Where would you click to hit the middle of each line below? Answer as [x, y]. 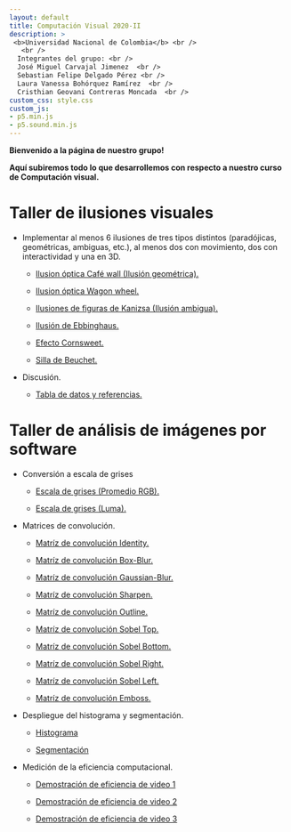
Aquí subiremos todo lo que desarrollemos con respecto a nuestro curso [145, 167]
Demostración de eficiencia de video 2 [106, 801]
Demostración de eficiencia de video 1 [105, 784]
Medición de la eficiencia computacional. [97, 767]
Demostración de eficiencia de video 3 [106, 819]
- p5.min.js [31, 117]
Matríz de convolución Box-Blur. [94, 560]
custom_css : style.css [51, 100]
